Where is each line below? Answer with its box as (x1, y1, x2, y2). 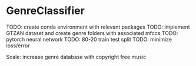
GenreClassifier (6, 4, 85, 18)
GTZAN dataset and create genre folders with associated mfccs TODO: (6, 29, 178, 36)
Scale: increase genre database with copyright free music (6, 53, 147, 60)
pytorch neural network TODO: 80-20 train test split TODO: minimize (6, 36, 172, 43)
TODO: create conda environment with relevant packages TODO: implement (6, 23, 190, 30)
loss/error (6, 42, 30, 49)
